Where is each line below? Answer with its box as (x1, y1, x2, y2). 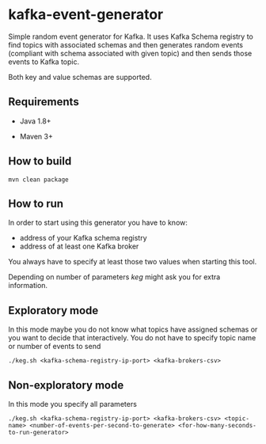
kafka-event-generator (8, 6, 164, 24)
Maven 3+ (19, 131, 53, 141)
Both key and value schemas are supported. (8, 72, 152, 82)
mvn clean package (8, 176, 69, 184)
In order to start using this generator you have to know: (8, 218, 188, 227)
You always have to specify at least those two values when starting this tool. (8, 257, 257, 267)
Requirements (8, 95, 79, 108)
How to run (8, 196, 64, 211)
